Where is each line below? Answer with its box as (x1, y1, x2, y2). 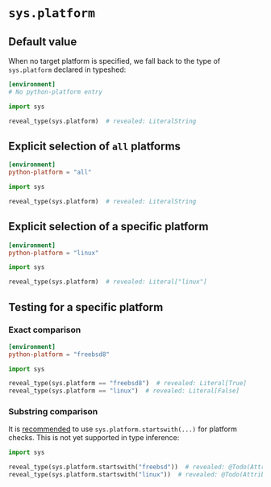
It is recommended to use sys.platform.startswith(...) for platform (8, 424, 238, 434)
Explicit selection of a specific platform (8, 220, 209, 233)
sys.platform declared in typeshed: (8, 65, 127, 74)
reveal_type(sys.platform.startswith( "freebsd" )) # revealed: (8, 463, 226, 472)
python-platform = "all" (8, 168, 92, 177)
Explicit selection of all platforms (8, 139, 181, 153)
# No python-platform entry (8, 87, 103, 96)
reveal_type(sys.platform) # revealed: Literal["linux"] (8, 278, 207, 286)
